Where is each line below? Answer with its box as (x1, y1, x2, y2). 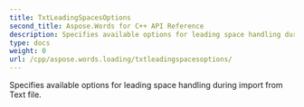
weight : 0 (9, 47, 47, 56)
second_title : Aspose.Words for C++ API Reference (9, 22, 204, 31)
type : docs (9, 38, 51, 48)
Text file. (9, 89, 43, 100)
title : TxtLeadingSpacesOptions (9, 13, 131, 22)
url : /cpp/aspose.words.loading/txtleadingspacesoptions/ (9, 55, 233, 64)
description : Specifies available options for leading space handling (9, 30, 281, 39)
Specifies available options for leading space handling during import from (9, 80, 283, 90)
